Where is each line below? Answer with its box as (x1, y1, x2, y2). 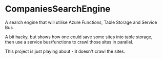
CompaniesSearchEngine (5, 3, 111, 15)
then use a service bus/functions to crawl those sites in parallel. (5, 39, 133, 44)
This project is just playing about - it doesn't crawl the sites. (5, 48, 125, 54)
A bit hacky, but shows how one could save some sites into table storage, (5, 34, 153, 40)
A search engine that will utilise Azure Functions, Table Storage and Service (5, 19, 157, 25)
